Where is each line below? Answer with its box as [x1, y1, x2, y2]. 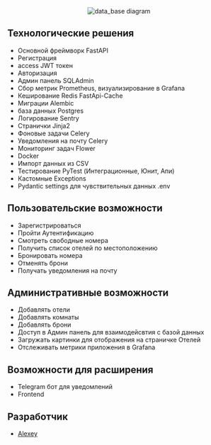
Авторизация [17, 69, 58, 77]
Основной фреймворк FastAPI [17, 46, 108, 55]
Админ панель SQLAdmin [17, 76, 94, 84]
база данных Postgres [17, 106, 84, 115]
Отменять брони [17, 259, 69, 267]
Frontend [17, 390, 45, 399]
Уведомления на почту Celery [17, 136, 108, 145]
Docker [17, 152, 40, 160]
